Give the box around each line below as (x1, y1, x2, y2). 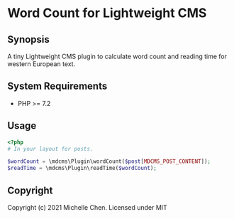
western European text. (7, 60, 76, 68)
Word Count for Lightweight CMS (7, 5, 207, 21)
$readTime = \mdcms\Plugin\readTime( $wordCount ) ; (7, 165, 157, 172)
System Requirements (7, 80, 108, 92)
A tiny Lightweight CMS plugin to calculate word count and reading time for (7, 52, 227, 60)
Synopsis (7, 33, 50, 46)
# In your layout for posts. (7, 145, 94, 152)
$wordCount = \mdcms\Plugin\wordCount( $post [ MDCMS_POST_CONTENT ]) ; (7, 158, 211, 165)
